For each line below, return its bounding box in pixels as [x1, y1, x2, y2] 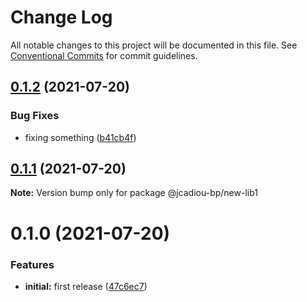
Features [10, 257, 55, 271]
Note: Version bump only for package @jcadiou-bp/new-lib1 [10, 187, 258, 199]
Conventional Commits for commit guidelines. [10, 49, 198, 61]
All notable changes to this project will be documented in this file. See [10, 39, 298, 51]
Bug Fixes [10, 109, 60, 123]
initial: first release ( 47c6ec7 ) [24, 280, 148, 292]
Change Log [10, 6, 113, 29]
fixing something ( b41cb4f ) [24, 131, 137, 143]
